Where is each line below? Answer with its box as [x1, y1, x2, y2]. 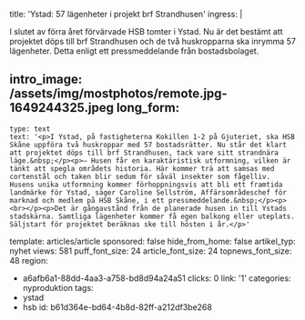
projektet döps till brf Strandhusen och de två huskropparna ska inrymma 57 [9, 36, 296, 46]
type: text [9, 124, 51, 134]
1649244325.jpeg [9, 100, 114, 115]
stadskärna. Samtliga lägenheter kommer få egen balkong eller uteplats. [9, 212, 296, 221]
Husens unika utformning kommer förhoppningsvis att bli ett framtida [9, 180, 283, 189]
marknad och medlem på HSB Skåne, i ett [9, 195, 166, 205]
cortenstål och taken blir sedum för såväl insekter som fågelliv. [9, 172, 271, 181]
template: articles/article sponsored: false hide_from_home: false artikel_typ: [9, 235, 296, 246]
